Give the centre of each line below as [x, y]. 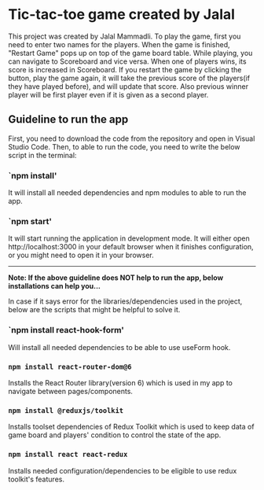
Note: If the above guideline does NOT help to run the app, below [116, 278]
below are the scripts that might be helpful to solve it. [94, 310]
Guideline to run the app [68, 120]
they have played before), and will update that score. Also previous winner [128, 86]
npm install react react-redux [68, 455]
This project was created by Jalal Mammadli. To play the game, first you [125, 36]
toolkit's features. [37, 479]
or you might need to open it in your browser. [81, 255]
